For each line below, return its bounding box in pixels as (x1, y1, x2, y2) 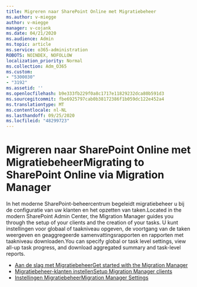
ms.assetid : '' (6, 85, 44, 91)
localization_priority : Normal (6, 58, 83, 64)
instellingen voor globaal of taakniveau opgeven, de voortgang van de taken (6, 225, 191, 232)
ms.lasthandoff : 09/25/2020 (6, 112, 75, 118)
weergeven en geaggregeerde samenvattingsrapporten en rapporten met (6, 232, 184, 239)
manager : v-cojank (6, 25, 51, 31)
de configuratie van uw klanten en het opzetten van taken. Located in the (6, 206, 182, 213)
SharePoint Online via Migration (6, 168, 165, 182)
